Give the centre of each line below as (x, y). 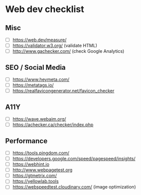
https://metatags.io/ (33, 85)
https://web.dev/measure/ (40, 40)
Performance (26, 141)
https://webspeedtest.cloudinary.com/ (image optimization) (74, 187)
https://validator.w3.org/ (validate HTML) (55, 46)
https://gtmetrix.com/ (34, 176)
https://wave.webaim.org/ (39, 119)
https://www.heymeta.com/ (41, 79)
